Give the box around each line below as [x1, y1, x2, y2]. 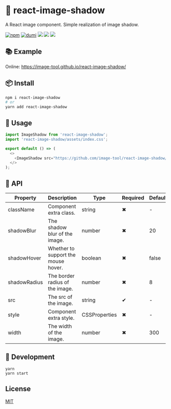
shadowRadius [8, 278, 43, 286]
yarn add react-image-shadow [5, 105, 67, 110]
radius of [47, 278, 70, 286]
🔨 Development [5, 353, 55, 362]
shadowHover [8, 254, 42, 262]
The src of [47, 293, 73, 300]
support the [47, 251, 76, 258]
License [5, 385, 31, 393]
